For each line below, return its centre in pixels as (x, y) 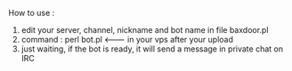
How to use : (32, 13)
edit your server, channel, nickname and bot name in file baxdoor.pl (145, 30)
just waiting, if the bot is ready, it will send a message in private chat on (152, 49)
